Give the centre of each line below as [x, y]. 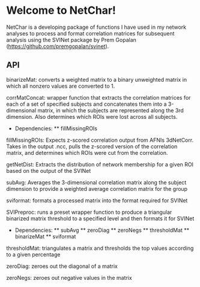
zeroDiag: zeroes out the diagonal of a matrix [62, 266]
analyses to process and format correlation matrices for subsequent [90, 33]
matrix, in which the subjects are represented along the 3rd [111, 110]
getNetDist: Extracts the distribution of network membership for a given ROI [100, 164]
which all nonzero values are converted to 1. [61, 86]
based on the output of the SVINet [49, 171]
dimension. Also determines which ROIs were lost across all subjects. [92, 116]
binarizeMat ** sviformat [45, 236]
